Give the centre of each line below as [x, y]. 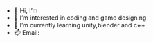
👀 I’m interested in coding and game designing [80, 18]
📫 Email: [27, 33]
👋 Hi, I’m [26, 11]
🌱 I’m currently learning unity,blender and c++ [79, 25]
